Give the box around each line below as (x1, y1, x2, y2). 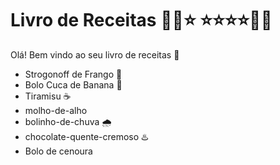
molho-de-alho (24, 104, 88, 116)
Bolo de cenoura (24, 145, 93, 157)
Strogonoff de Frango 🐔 (24, 68, 123, 80)
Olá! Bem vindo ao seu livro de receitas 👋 (10, 48, 180, 61)
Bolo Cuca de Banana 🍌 (24, 78, 123, 91)
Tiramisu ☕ (24, 90, 72, 102)
